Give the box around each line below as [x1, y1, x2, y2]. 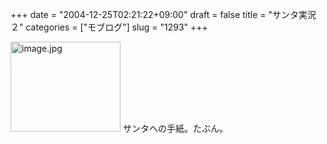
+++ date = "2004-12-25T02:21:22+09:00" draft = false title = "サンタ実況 [10, 9, 317, 20]
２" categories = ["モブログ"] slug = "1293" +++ [10, 21, 208, 33]
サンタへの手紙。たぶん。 [122, 123, 228, 134]
